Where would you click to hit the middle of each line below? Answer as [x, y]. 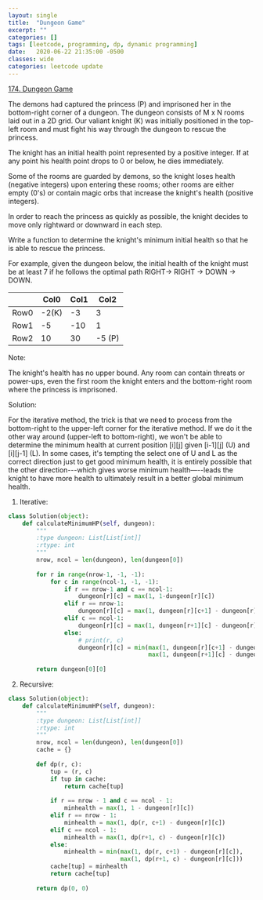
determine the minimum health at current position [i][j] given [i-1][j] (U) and [129, 445]
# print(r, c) [101, 640]
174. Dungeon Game [41, 89]
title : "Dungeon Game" [47, 23]
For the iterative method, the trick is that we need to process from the [120, 420]
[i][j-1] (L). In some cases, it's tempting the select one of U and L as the [123, 453]
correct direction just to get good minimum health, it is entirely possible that [130, 461]
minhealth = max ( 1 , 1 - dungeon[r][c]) [129, 808]
